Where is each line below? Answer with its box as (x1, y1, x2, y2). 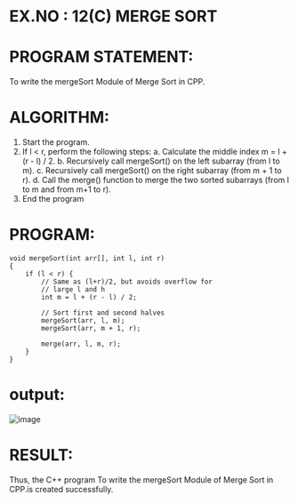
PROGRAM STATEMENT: (9, 47, 194, 68)
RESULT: (9, 445, 74, 466)
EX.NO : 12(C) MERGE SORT (9, 6, 218, 27)
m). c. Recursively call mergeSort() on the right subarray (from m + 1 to (21, 165, 282, 176)
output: (9, 385, 65, 405)
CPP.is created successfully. (9, 483, 114, 494)
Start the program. (21, 137, 91, 148)
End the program (21, 194, 85, 204)
